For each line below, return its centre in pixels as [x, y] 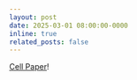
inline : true [33, 33]
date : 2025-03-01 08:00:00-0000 [68, 25]
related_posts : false [49, 42]
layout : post [33, 17]
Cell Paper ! [29, 67]
